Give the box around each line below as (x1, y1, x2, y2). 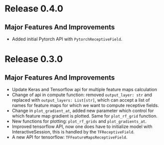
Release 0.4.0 (4, 3, 63, 14)
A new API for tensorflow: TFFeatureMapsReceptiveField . (11, 134, 128, 140)
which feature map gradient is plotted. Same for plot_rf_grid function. (11, 113, 158, 119)
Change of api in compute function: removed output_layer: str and (11, 92, 153, 98)
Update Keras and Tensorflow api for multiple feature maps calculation (11, 87, 158, 92)
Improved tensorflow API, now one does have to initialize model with (11, 124, 153, 130)
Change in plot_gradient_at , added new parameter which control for (11, 108, 154, 114)
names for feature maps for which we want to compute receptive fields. (11, 103, 159, 108)
